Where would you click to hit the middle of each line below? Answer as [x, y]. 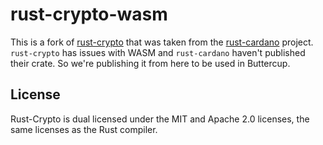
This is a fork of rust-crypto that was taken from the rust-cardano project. [162, 42]
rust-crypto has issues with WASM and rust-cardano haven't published [158, 52]
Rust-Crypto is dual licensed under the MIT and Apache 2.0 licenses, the [160, 119]
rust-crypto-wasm [89, 14]
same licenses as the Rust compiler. [84, 129]
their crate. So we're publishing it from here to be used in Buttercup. [150, 63]
